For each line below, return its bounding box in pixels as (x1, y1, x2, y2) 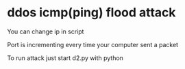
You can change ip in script (7, 27, 84, 36)
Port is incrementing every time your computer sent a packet (7, 40, 179, 49)
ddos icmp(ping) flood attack (7, 5, 176, 20)
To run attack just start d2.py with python (7, 53, 123, 62)
